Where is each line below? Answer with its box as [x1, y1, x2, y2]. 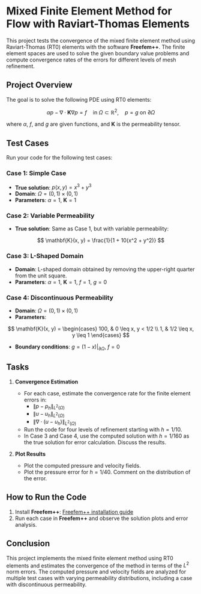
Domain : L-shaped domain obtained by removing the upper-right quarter [14, 265, 195, 273]
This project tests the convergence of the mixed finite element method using [6, 37, 196, 44]
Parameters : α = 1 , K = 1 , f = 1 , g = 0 [14, 278, 107, 285]
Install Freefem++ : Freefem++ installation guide [14, 508, 134, 515]
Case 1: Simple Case [6, 169, 67, 178]
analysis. [14, 521, 37, 528]
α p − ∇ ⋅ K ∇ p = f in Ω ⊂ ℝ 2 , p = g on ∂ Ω [46, 107, 155, 116]
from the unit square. [14, 272, 67, 279]
